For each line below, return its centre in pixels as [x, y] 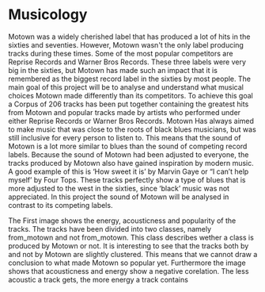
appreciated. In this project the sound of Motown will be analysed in [119, 197]
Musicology [48, 15]
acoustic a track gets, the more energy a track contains [98, 279]
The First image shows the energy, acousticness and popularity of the [122, 221]
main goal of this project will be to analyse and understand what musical [126, 87]
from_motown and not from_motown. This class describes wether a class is [131, 237]
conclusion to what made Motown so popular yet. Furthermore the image [127, 263]
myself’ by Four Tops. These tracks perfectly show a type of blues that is [127, 179]
